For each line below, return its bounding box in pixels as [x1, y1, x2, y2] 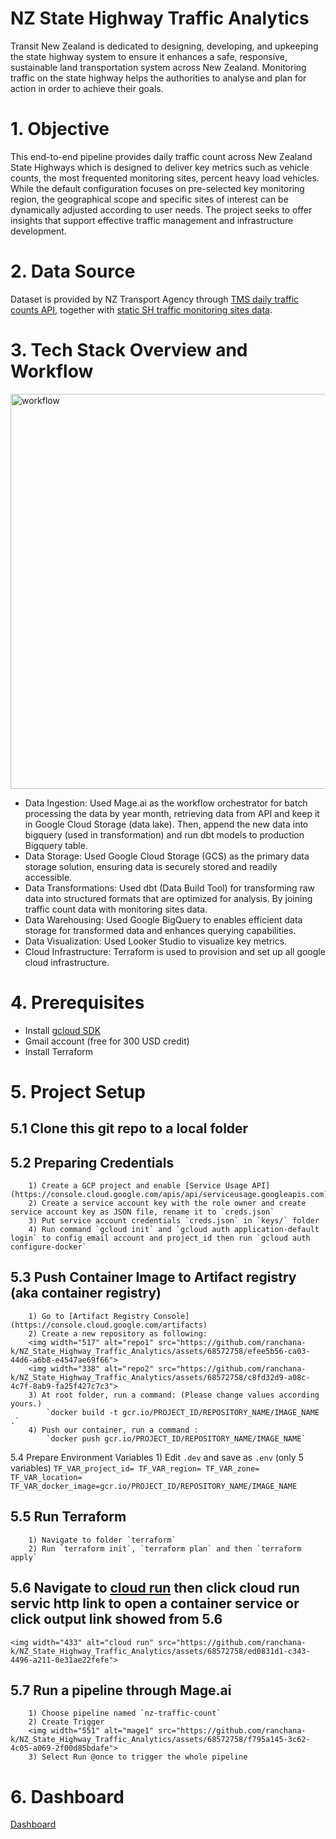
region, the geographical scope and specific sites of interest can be [10, 193, 289, 205]
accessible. [24, 871, 73, 883]
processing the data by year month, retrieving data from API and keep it [24, 807, 320, 819]
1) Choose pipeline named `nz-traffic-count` [28, 1708, 222, 1719]
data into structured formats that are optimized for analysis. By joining [24, 892, 313, 904]
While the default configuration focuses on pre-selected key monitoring [10, 182, 305, 194]
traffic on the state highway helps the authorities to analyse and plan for [10, 72, 307, 84]
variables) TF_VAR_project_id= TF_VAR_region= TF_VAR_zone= [10, 1462, 260, 1474]
